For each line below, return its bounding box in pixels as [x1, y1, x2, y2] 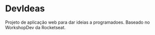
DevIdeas [5, 3, 45, 14]
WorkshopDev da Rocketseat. [5, 24, 66, 30]
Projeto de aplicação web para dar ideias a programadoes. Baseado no [5, 19, 150, 25]
